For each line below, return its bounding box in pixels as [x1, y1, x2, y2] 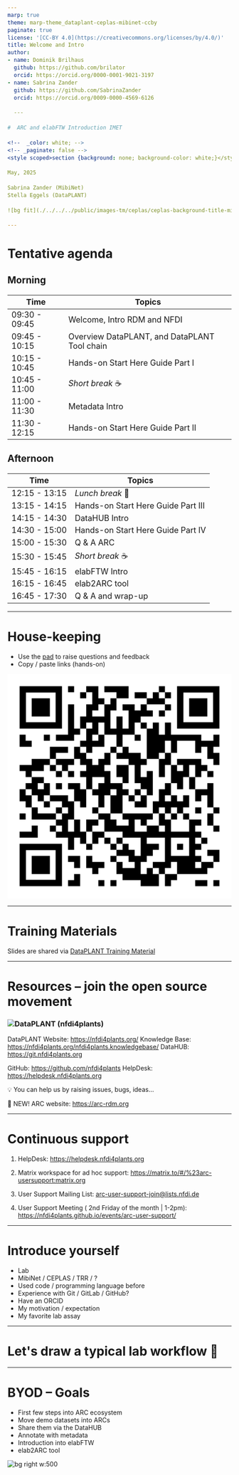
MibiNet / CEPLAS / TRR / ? [17, 1274, 98, 1282]
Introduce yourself [7, 1243, 119, 1259]
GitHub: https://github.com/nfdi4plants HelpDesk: [7, 1064, 153, 1073]
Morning [7, 274, 46, 286]
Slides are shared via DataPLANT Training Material [7, 947, 156, 955]
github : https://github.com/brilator [14, 64, 126, 71]
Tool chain [68, 340, 108, 351]
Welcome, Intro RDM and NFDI [68, 314, 183, 325]
